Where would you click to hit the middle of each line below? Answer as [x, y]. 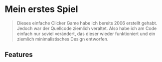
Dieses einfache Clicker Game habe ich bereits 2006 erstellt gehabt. [87, 23]
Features [19, 55]
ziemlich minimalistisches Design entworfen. [63, 39]
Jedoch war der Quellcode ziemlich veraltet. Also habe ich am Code [87, 28]
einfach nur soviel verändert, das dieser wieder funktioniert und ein [86, 33]
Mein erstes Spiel [41, 9]
